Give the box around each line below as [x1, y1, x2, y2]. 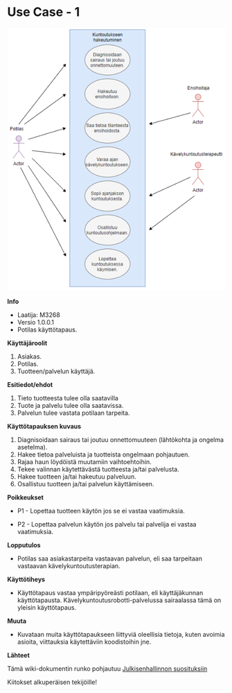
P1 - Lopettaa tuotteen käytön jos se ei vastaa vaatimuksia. [17, 506, 185, 515]
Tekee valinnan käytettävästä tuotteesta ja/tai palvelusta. [17, 465, 179, 473]
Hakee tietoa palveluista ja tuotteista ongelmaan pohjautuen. [17, 450, 190, 459]
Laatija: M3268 [17, 310, 60, 319]
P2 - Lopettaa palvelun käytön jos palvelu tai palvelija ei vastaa [17, 520, 197, 528]
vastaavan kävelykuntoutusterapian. [17, 561, 121, 570]
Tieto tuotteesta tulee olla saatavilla [17, 393, 119, 402]
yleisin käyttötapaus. [17, 603, 77, 611]
